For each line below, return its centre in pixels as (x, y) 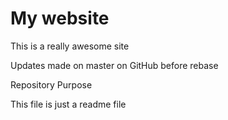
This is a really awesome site (70, 46)
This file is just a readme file (68, 104)
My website (60, 18)
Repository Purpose (51, 84)
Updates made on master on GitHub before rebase (114, 65)
